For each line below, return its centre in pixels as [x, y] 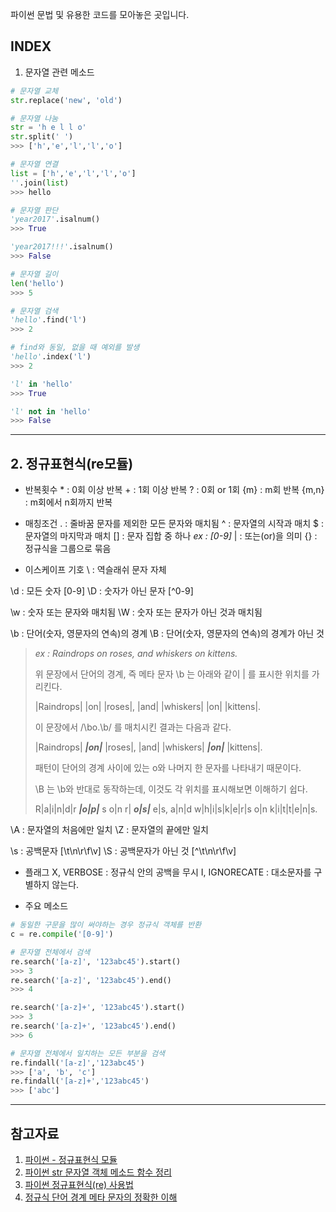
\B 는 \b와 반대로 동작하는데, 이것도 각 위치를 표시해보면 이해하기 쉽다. [171, 789]
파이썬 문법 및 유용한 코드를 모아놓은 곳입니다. [100, 14]
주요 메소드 [46, 906]
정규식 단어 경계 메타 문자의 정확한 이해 [101, 1197]
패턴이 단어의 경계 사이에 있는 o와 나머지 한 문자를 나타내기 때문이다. [168, 768]
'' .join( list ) [40, 183]
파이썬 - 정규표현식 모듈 [71, 1159]
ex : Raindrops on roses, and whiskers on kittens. [136, 654]
